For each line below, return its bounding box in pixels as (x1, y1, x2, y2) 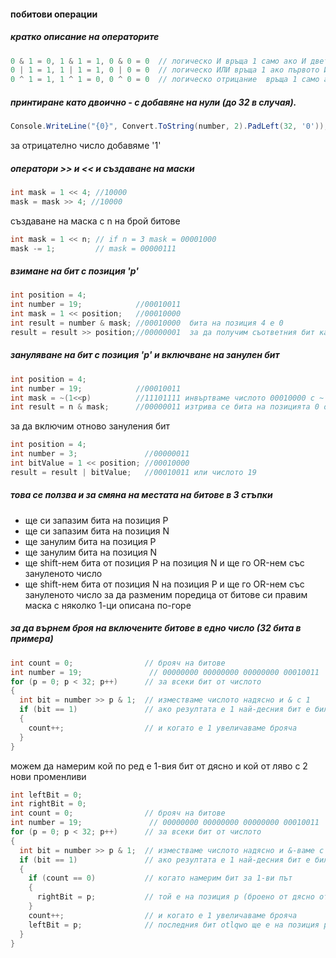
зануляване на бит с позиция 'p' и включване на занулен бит (10, 349, 280, 361)
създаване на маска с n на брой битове (10, 215, 181, 227)
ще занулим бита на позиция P (24, 535, 157, 547)
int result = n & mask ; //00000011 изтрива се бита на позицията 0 (10, 402, 320, 412)
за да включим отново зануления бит (10, 420, 170, 432)
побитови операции (10, 8, 98, 20)
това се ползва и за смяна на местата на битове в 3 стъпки (10, 489, 273, 501)
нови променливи (10, 770, 87, 782)
